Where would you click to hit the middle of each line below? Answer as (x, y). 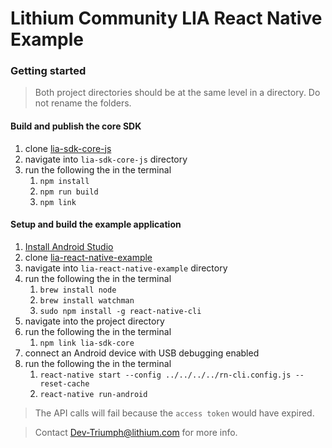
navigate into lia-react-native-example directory (126, 268)
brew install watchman (87, 300)
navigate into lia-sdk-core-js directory (106, 159)
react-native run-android (93, 394)
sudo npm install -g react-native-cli (120, 311)
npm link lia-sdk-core (87, 343)
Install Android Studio (69, 246)
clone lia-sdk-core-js (68, 148)
